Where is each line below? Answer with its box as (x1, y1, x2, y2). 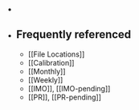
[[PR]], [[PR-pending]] (27, 92, 102, 102)
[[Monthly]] (27, 66, 66, 76)
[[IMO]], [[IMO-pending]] (27, 83, 111, 93)
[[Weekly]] (27, 74, 63, 85)
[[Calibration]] (27, 57, 75, 67)
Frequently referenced (15, 27, 132, 41)
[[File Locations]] (27, 49, 85, 59)
